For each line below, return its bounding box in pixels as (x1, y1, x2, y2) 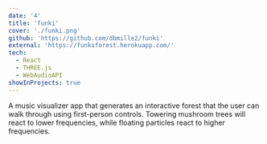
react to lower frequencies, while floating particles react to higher (8, 118, 225, 127)
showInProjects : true (8, 78, 81, 86)
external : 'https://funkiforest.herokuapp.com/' (8, 42, 175, 50)
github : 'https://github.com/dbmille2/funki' (8, 34, 163, 42)
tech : (8, 49, 27, 57)
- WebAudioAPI (15, 71, 63, 79)
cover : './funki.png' (8, 26, 81, 34)
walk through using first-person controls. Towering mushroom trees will (8, 109, 246, 118)
